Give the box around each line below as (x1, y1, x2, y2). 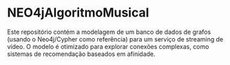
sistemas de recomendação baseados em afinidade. (7, 50, 156, 58)
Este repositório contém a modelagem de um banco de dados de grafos (7, 28, 211, 36)
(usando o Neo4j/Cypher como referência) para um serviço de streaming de (7, 35, 224, 43)
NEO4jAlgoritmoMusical (7, 5, 149, 21)
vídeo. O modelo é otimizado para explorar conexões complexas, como (7, 42, 209, 50)
